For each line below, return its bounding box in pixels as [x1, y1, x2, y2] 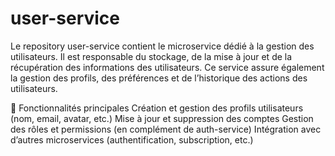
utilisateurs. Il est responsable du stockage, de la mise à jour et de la [10, 50, 293, 62]
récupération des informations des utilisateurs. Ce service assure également [10, 61, 325, 73]
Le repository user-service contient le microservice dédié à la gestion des [10, 40, 315, 52]
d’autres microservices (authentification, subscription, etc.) [10, 133, 254, 146]
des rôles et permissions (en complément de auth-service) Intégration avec [10, 123, 322, 135]
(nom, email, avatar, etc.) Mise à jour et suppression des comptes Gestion [10, 112, 314, 124]
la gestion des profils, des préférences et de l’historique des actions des [10, 72, 308, 84]
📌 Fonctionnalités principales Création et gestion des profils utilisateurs [10, 102, 304, 114]
